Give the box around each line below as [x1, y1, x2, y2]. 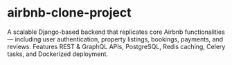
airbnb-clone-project [7, 5, 132, 21]
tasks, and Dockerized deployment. [7, 50, 109, 58]
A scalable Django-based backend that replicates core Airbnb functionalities [7, 28, 225, 36]
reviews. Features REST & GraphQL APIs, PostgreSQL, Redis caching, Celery [7, 42, 226, 50]
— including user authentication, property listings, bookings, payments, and [7, 35, 224, 43]
